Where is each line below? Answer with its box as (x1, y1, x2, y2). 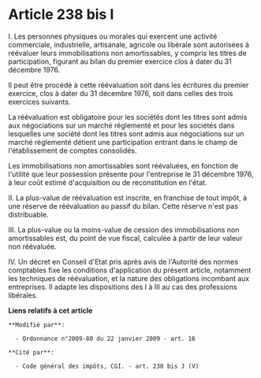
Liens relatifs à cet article (8, 306, 93, 315)
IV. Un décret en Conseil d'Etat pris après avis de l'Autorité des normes (8, 257, 239, 266)
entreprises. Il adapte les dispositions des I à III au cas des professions (8, 282, 238, 291)
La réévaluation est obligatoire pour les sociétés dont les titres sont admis (8, 112, 248, 121)
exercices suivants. (8, 97, 71, 106)
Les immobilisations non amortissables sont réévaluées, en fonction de (8, 161, 239, 170)
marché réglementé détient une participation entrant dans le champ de (8, 137, 238, 146)
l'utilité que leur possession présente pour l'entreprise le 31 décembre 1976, (8, 169, 254, 179)
